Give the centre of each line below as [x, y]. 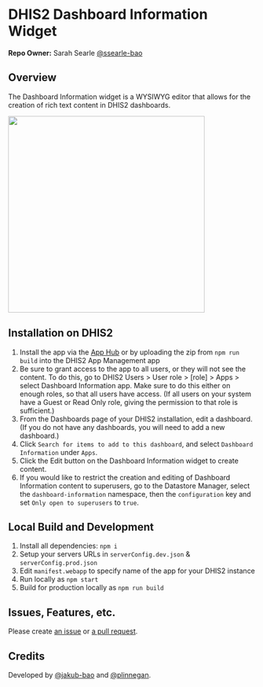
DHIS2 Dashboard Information [108, 15]
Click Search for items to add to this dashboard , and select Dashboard [136, 444]
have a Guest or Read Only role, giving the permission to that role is [128, 402]
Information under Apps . [58, 452]
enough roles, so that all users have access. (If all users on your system [135, 394]
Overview [33, 77]
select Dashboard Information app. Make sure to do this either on [125, 385]
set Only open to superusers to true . [79, 502]
